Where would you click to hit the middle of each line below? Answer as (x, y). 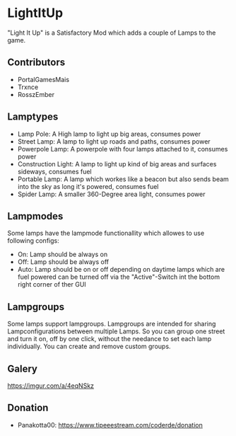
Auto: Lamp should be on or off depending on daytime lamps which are (121, 270)
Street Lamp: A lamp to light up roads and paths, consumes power (114, 141)
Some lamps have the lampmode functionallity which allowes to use (106, 233)
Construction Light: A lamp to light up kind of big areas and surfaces (117, 163)
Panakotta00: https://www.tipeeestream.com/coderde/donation (110, 425)
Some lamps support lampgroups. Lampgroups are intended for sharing (112, 324)
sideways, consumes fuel (54, 171)
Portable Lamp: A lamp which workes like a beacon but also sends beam (123, 179)
